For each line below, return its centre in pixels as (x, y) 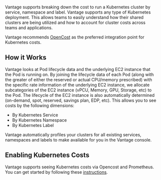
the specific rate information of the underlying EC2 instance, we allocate (77, 85)
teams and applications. (29, 28)
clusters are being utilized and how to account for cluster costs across (75, 22)
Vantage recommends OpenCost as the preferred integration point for (75, 37)
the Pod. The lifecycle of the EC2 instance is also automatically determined (80, 95)
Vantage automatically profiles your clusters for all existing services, (73, 135)
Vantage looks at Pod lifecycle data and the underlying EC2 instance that (78, 69)
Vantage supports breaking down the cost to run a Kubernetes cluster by (78, 7)
